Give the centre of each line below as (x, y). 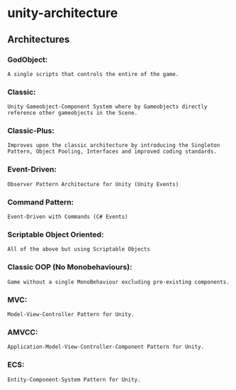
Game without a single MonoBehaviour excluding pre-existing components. (119, 282)
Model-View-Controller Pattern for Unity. (71, 314)
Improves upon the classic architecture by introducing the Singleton (114, 146)
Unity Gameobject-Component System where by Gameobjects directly (107, 107)
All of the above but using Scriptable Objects (79, 249)
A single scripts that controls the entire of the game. (93, 74)
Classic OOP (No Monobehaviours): (70, 267)
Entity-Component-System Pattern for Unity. (74, 379)
